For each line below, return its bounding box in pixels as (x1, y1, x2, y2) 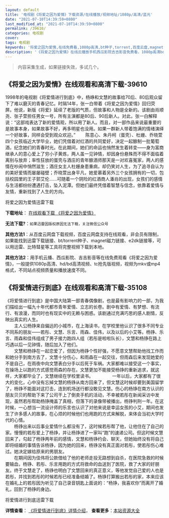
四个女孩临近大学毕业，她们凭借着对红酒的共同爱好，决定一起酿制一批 (5, 138, 151, 144)
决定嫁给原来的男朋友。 (18, 449, 67, 455)
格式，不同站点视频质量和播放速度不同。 (5, 267, 89, 273)
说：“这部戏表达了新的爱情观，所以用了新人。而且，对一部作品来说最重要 (5, 119, 157, 126)
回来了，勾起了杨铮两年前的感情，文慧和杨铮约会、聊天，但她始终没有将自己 (5, 436, 164, 442)
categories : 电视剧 (5, 31, 44, 36)
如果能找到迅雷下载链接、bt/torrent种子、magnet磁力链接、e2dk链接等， (5, 237, 157, 244)
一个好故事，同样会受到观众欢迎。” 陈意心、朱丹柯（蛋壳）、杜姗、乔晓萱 (5, 132, 163, 138)
